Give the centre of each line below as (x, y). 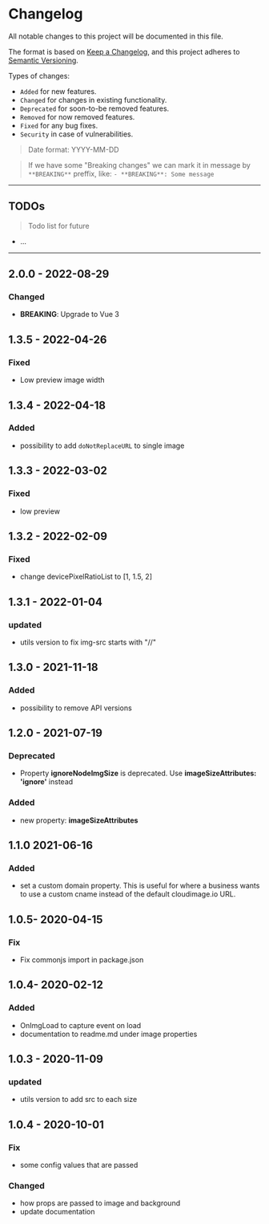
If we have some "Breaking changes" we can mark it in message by (139, 165)
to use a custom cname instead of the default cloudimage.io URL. (128, 894)
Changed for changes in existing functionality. (93, 100)
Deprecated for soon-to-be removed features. (94, 108)
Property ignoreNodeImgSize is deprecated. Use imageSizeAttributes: (138, 773)
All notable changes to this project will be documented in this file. (116, 36)
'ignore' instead (46, 782)
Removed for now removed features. (77, 116)
